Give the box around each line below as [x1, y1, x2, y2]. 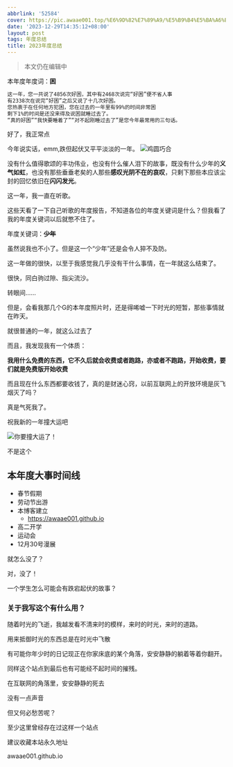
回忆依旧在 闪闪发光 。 [19, 177, 80, 185]
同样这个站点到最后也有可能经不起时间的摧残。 [7, 664, 141, 673]
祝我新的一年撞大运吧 [7, 417, 68, 426]
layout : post [7, 29, 45, 37]
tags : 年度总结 [7, 36, 47, 43]
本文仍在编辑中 [24, 62, 67, 70]
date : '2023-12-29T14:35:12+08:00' [7, 23, 110, 30]
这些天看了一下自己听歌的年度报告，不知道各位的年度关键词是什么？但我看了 [7, 206, 226, 215]
